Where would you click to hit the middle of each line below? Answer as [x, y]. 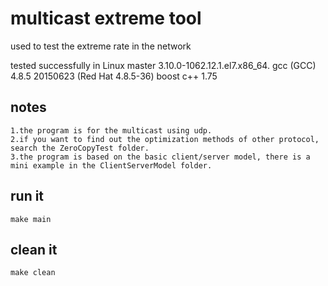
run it [27, 196]
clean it [34, 249]
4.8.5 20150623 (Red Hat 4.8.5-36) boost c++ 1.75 [114, 76]
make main [31, 219]
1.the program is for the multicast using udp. [111, 130]
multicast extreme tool [106, 18]
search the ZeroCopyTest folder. [80, 148]
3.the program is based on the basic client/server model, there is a [160, 157]
